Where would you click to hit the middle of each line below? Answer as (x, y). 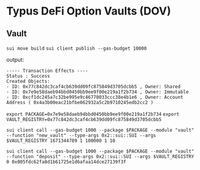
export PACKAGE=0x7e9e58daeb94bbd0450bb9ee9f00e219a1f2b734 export (93, 114)
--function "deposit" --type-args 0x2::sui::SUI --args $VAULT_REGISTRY (100, 157)
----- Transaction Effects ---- (47, 71)
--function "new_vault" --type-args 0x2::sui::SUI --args (81, 136)
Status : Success (28, 76)
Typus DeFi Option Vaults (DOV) (89, 11)
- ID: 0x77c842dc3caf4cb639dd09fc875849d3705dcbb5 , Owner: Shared (94, 87)
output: (15, 60)
